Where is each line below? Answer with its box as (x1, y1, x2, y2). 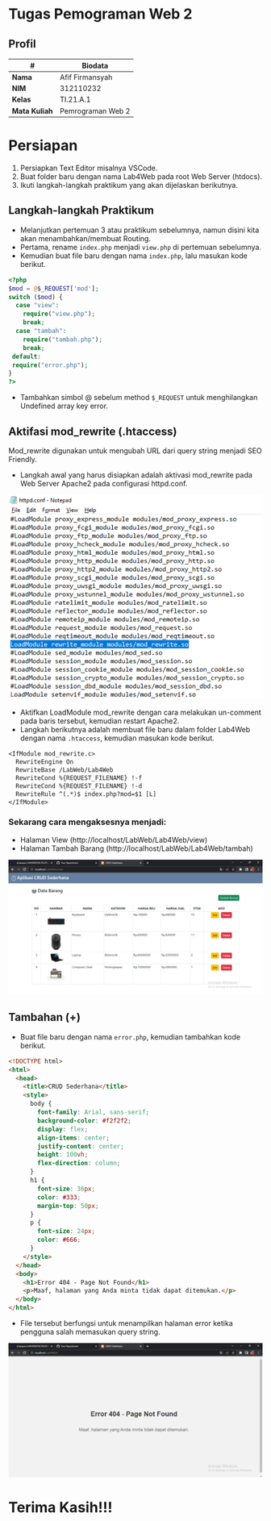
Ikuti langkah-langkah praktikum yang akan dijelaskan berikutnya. (19, 180, 239, 190)
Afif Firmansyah (60, 72, 113, 81)
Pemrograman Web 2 (60, 106, 131, 115)
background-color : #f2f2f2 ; (37, 1116, 131, 1125)
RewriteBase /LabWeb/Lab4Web (15, 765, 114, 774)
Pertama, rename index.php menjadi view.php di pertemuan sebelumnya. (19, 242, 262, 252)
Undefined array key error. (19, 401, 109, 411)
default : (11, 352, 42, 360)
